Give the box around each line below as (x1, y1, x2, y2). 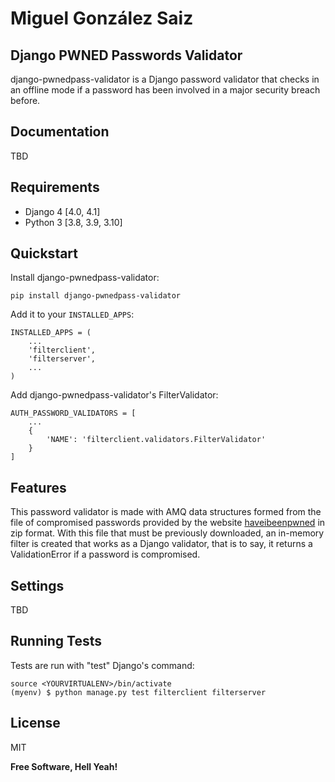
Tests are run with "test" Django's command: (10, 659, 195, 671)
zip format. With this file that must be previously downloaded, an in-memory (10, 527, 325, 539)
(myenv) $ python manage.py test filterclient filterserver (10, 687, 267, 697)
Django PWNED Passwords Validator (10, 47, 243, 64)
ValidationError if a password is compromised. (10, 548, 201, 561)
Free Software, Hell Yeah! (10, 760, 118, 772)
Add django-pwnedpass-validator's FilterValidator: (10, 389, 219, 401)
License (10, 715, 61, 732)
